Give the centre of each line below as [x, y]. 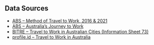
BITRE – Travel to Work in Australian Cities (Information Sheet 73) [80, 31]
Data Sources [27, 8]
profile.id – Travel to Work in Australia [51, 37]
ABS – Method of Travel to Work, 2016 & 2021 [60, 20]
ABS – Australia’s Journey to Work [48, 26]
